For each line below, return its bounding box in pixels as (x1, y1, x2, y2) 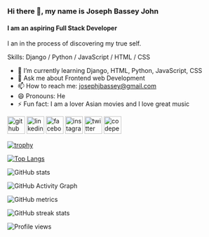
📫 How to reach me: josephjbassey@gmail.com (17, 82, 156, 90)
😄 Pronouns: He (17, 92, 65, 100)
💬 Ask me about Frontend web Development (17, 74, 145, 83)
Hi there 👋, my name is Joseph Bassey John (7, 6, 159, 16)
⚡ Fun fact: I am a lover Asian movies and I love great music (17, 100, 190, 108)
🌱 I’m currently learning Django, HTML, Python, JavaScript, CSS (17, 67, 203, 75)
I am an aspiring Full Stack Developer (7, 24, 118, 32)
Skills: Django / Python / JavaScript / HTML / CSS (7, 53, 151, 62)
